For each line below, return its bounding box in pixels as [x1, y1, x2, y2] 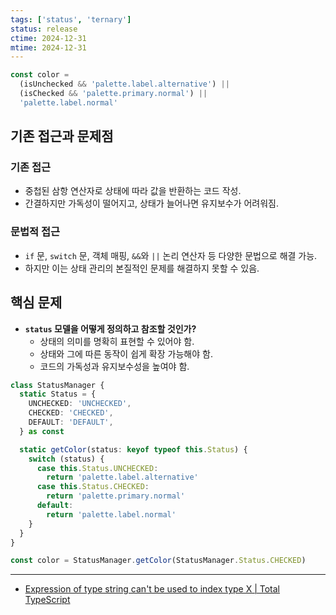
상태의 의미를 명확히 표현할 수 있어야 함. [39, 335, 195, 347]
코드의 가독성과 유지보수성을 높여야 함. [39, 360, 190, 372]
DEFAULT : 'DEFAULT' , [28, 417, 114, 428]
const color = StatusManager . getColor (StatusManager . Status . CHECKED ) [10, 556, 307, 566]
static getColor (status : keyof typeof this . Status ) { [19, 444, 248, 455]
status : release [10, 24, 78, 34]
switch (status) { [28, 454, 105, 464]
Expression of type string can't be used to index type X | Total [24, 583, 281, 595]
